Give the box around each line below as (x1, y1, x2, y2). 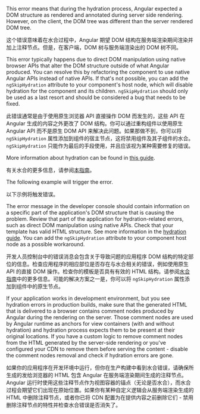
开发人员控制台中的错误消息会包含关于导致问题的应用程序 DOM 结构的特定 (6, 253, 189, 260)
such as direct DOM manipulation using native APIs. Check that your (6, 222, 174, 228)
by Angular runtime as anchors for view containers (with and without (6, 320, 174, 327)
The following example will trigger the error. (6, 178, 113, 186)
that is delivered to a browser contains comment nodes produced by (6, 307, 174, 314)
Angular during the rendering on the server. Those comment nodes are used (6, 314, 193, 321)
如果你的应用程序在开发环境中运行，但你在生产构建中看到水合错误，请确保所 (6, 364, 194, 371)
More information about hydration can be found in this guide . (6, 155, 156, 161)
